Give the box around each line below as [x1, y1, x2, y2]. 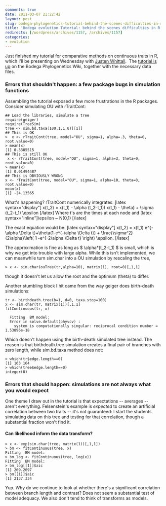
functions [5, 87, 29, 94]
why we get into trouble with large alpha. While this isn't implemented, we [5, 250, 155, 256]
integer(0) [5, 369, 28, 375]
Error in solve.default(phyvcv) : [9, 319, 81, 325]
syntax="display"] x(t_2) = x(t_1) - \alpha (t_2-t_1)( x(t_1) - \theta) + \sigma [5, 205, 154, 211]
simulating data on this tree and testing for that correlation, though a [5, 414, 144, 420]
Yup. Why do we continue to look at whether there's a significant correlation [5, 484, 160, 491]
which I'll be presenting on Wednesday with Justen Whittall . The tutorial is [5, 58, 157, 64]
